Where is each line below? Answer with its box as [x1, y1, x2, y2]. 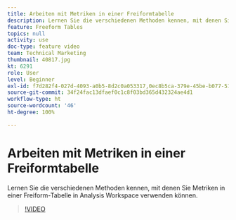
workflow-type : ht [7, 96, 61, 103]
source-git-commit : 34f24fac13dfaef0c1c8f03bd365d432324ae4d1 [7, 89, 193, 96]
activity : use [7, 37, 49, 44]
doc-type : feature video [7, 43, 80, 50]
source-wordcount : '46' [7, 102, 77, 109]
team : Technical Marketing [7, 50, 86, 57]
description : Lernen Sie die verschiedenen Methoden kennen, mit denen [7, 17, 221, 24]
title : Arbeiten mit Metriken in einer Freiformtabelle [7, 10, 174, 18]
